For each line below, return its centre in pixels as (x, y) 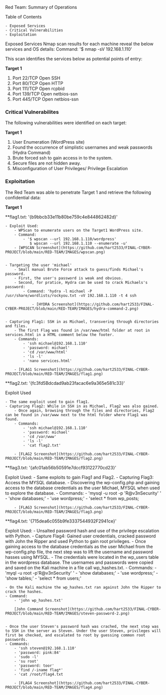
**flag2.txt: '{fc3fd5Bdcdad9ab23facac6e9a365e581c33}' (65, 383)
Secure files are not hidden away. (46, 163)
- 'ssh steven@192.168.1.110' (45, 648)
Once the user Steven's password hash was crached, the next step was (84, 626)
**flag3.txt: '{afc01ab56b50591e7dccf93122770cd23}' (61, 467)
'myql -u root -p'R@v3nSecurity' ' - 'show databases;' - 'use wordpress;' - (82, 573)
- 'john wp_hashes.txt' (39, 600)
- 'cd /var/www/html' (45, 352)
